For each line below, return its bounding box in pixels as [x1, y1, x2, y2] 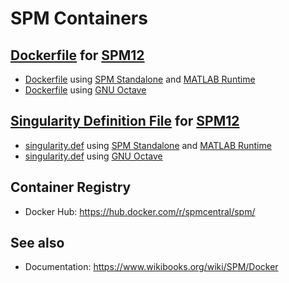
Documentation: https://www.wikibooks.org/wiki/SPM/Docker [24, 261, 279, 273]
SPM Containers [10, 7, 148, 30]
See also [10, 235, 65, 252]
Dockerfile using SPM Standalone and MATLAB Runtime [24, 73, 256, 85]
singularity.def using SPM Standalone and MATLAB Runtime [24, 139, 272, 151]
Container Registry [10, 179, 132, 196]
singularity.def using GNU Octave [24, 150, 163, 162]
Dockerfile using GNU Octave [24, 84, 147, 96]
